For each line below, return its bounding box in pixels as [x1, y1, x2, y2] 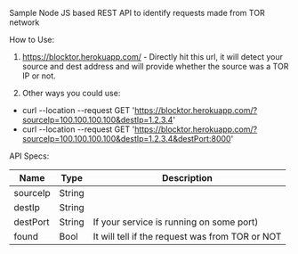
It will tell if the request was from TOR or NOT [93, 231, 282, 242]
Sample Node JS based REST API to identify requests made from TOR [9, 8, 265, 18]
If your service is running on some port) [93, 216, 259, 228]
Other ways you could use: [21, 88, 121, 98]
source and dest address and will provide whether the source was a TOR [21, 61, 289, 71]
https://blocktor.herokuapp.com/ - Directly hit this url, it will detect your [21, 52, 283, 61]
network [9, 17, 40, 28]
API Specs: [9, 151, 50, 161]
